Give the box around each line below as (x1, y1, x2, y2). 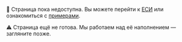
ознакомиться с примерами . (6, 12, 81, 19)
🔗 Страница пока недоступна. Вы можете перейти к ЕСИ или (6, 6, 164, 13)
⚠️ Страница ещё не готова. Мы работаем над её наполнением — (6, 24, 177, 31)
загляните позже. (6, 30, 51, 37)
